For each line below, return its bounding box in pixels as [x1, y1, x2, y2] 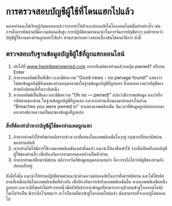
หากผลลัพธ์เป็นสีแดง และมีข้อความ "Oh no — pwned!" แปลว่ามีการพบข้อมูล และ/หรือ [13, 92, 163, 98]
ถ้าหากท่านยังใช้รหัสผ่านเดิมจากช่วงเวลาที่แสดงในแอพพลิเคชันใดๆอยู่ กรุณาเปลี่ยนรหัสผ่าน [13, 134, 162, 140]
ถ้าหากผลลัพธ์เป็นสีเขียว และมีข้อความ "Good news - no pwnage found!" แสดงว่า [13, 74, 163, 80]
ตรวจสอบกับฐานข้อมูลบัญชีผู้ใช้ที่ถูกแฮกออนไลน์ [6, 50, 125, 58]
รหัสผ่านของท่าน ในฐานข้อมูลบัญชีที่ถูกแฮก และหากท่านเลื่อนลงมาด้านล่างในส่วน [13, 97, 147, 104]
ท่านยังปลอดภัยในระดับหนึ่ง [13, 86, 59, 92]
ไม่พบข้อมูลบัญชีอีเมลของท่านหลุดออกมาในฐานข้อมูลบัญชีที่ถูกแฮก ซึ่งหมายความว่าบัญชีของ [13, 80, 163, 86]
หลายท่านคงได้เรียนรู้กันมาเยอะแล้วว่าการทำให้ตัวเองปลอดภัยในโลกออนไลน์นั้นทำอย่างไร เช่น [6, 23, 161, 29]
